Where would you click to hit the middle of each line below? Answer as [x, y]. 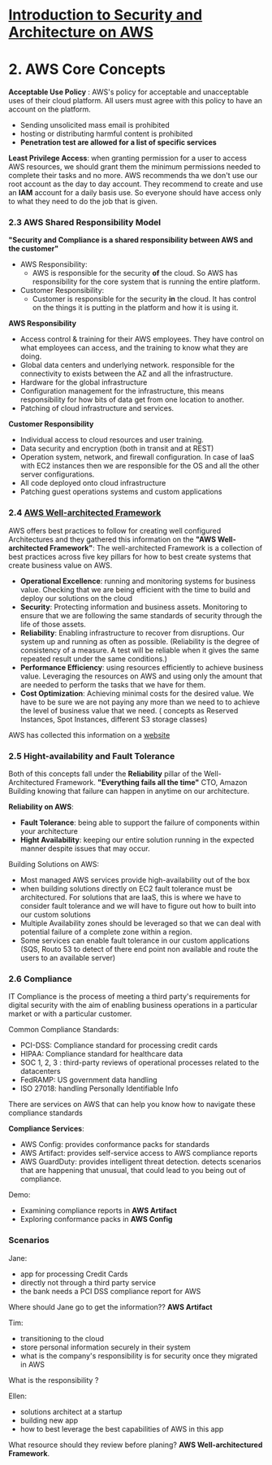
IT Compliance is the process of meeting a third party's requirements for [130, 996]
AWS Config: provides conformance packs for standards [114, 1145]
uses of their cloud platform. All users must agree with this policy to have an [135, 101]
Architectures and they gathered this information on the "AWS [112, 539]
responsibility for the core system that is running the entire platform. [146, 281]
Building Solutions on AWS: [54, 865]
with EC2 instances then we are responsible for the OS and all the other [140, 466]
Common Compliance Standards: [64, 1030]
